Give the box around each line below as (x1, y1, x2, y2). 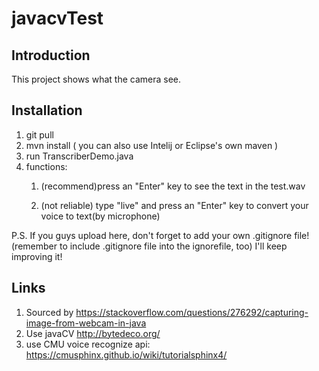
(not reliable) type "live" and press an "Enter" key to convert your (40, 199, 309, 211)
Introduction (11, 47, 91, 64)
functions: (25, 160, 68, 172)
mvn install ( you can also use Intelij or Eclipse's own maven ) (25, 139, 279, 151)
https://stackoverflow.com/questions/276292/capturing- (75, 306, 309, 318)
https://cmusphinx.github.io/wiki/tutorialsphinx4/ (25, 348, 228, 361)
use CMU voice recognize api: (25, 338, 151, 350)
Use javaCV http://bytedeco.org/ (25, 327, 161, 339)
